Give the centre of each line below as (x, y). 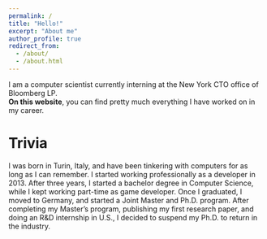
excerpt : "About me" (43, 31)
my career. (26, 110)
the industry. (30, 226)
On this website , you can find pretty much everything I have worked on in (132, 102)
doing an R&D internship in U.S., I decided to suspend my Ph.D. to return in (133, 217)
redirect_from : (34, 46)
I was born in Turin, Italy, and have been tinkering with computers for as (128, 165)
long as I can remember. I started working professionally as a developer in (132, 174)
